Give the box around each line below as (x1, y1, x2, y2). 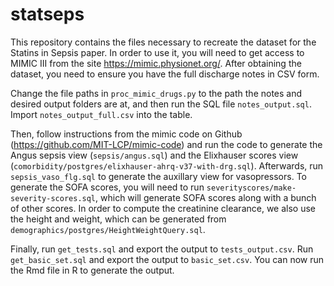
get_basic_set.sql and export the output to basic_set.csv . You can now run (10, 253, 325, 265)
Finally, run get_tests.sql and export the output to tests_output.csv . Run (10, 243, 314, 255)
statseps (10, 3, 85, 26)
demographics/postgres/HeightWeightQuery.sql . (10, 223, 206, 235)
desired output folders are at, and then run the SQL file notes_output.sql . (10, 98, 312, 110)
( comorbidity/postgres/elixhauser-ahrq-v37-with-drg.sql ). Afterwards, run (10, 159, 324, 172)
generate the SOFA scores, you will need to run (10, 181, 205, 193)
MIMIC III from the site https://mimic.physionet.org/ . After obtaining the (10, 57, 302, 69)
